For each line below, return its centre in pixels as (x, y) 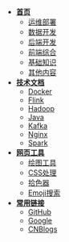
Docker (40, 92)
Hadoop (41, 108)
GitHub (40, 212)
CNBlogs (43, 229)
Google (40, 221)
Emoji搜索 (44, 193)
